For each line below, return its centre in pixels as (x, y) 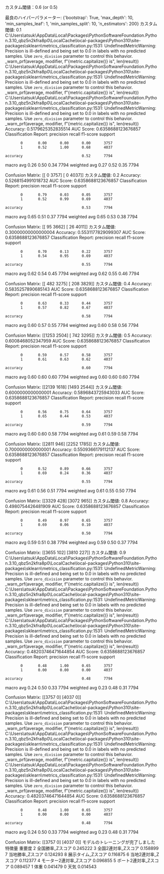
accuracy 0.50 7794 (59, 533)
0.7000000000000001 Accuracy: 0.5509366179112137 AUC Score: (73, 449)
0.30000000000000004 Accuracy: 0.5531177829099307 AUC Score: (75, 232)
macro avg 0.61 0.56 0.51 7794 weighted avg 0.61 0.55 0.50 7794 (70, 491)
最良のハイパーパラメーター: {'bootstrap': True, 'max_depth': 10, (69, 18)
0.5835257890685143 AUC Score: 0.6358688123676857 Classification (77, 289)
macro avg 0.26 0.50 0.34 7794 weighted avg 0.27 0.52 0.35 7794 (72, 165)
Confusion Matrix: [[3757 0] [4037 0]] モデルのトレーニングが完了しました (80, 842)
